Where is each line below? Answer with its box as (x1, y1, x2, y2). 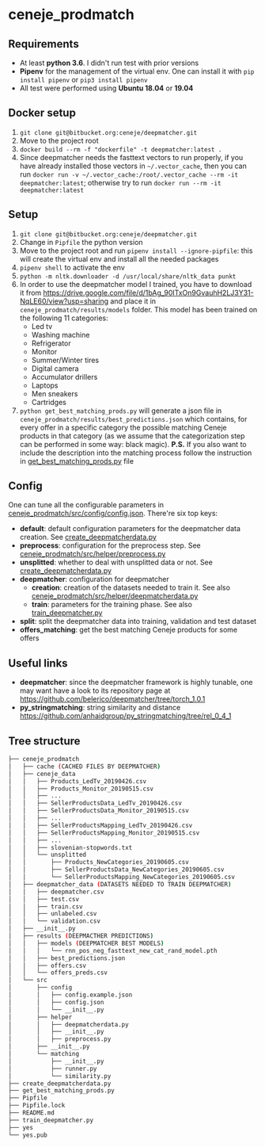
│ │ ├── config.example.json (8, 991, 133, 1000)
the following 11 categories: (19, 313, 108, 323)
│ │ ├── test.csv (8, 895, 80, 903)
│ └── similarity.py (8, 1072, 112, 1080)
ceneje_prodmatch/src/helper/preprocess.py (19, 549, 166, 559)
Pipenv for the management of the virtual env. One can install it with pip (19, 67, 255, 76)
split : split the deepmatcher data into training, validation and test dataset (19, 617, 257, 626)
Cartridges (31, 397, 67, 407)
